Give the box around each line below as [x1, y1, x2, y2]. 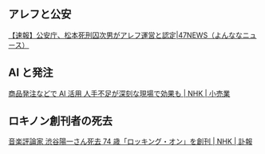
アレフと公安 [8, 7, 72, 22]
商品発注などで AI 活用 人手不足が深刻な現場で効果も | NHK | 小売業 [8, 89, 231, 98]
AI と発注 [8, 66, 53, 80]
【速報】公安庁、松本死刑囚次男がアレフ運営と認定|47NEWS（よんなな [8, 30, 243, 40]
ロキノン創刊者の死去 [8, 114, 113, 128]
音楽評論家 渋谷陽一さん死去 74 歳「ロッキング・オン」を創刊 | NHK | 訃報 [8, 136, 253, 146]
